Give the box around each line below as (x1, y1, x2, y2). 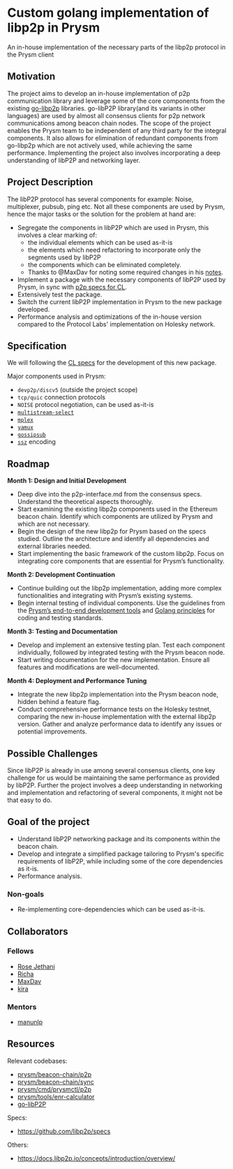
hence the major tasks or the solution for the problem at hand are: (7, 210, 197, 218)
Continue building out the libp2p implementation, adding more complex (17, 584, 222, 592)
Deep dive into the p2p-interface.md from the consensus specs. (17, 490, 202, 499)
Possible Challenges (7, 747, 98, 759)
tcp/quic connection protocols (17, 393, 106, 401)
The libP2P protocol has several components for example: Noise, (7, 194, 194, 203)
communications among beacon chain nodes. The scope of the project (7, 119, 211, 127)
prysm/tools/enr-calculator (17, 1092, 96, 1100)
